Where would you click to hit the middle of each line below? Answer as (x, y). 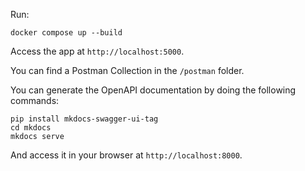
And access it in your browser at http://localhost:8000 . (126, 155)
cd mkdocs (31, 128)
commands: (35, 100)
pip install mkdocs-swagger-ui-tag (84, 119)
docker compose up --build (66, 33)
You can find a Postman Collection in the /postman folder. (127, 70)
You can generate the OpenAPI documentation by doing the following (153, 90)
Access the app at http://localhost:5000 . (97, 51)
